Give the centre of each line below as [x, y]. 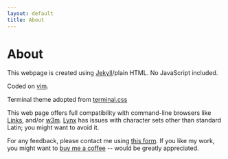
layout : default [30, 13]
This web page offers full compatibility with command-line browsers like [109, 113]
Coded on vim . [28, 86]
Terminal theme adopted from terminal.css [67, 100]
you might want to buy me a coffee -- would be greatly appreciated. [103, 148]
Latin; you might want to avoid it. [53, 127]
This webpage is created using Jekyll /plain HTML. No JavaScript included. [113, 73]
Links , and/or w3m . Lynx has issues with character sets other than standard [114, 120]
